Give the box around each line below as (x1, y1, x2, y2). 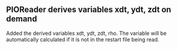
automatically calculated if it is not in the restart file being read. (6, 35, 159, 43)
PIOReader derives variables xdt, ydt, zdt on (6, 5, 172, 15)
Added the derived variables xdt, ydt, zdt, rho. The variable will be (6, 30, 167, 37)
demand (6, 14, 37, 24)
